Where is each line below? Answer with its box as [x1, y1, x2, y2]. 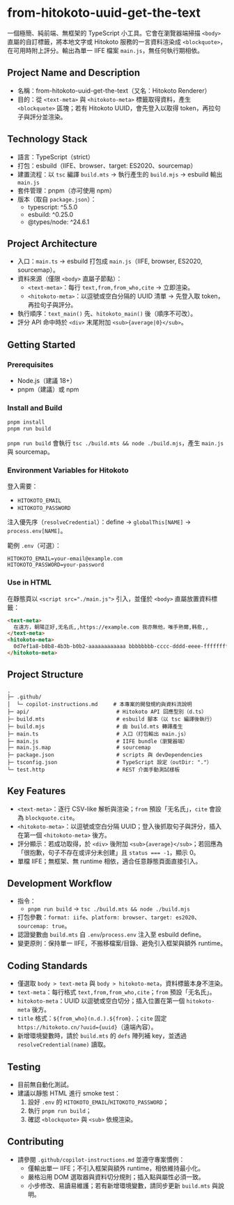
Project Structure [7, 668, 84, 681]
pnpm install [7, 419, 45, 426]
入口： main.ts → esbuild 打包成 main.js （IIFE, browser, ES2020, [17, 257, 203, 266]
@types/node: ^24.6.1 [27, 218, 90, 226]
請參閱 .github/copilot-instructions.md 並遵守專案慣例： [17, 1155, 185, 1163]
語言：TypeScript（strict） [17, 152, 94, 161]
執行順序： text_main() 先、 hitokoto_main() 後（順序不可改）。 [17, 309, 197, 318]
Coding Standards [7, 959, 88, 971]
